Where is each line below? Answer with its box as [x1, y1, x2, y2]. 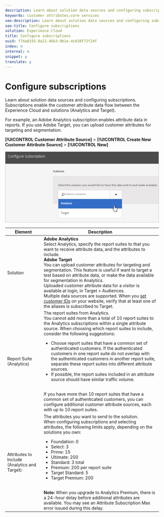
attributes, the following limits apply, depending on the [43, 424, 153, 430]
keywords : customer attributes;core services [5, 13, 99, 18]
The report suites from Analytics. [43, 310, 110, 316]
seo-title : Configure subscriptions [5, 23, 80, 28]
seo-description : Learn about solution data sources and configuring [5, 18, 150, 23]
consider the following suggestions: [43, 331, 116, 337]
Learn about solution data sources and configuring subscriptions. [5, 97, 137, 103]
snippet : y [5, 54, 27, 59]
